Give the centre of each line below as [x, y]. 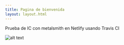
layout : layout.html [26, 14]
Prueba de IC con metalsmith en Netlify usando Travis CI [62, 28]
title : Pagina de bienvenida [35, 10]
